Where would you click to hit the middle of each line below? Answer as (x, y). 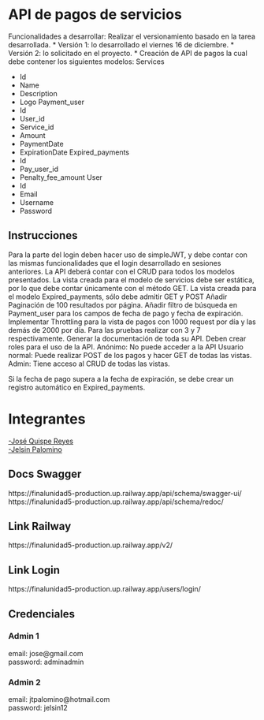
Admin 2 (24, 682)
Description (38, 93)
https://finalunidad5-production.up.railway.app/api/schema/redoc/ (116, 502)
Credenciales (42, 614)
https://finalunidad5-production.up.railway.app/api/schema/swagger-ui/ (125, 493)
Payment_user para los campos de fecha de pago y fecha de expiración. (126, 313)
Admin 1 (24, 636)
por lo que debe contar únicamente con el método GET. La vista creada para (132, 288)
